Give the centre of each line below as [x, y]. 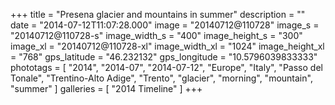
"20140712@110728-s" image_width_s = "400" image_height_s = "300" [156, 35]
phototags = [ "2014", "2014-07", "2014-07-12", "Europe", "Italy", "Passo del [166, 67]
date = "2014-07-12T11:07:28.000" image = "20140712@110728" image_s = [165, 25]
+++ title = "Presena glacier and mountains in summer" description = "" [158, 14]
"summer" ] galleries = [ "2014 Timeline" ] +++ [106, 88]
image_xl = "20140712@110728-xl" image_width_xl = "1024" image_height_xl [167, 46]
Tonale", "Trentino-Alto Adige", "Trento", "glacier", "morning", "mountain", [161, 78]
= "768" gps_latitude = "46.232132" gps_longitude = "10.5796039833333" [164, 57]
